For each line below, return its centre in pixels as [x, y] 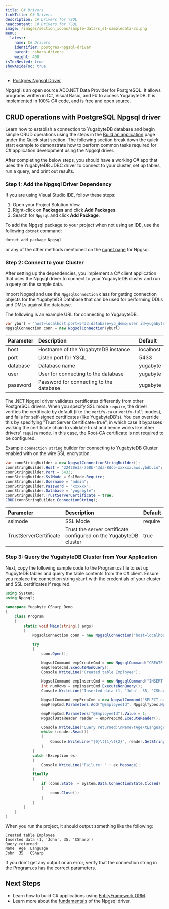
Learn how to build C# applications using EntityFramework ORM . [79, 895]
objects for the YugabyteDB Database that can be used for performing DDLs [84, 299]
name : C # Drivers [32, 43]
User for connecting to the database [81, 374]
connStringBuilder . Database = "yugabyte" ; [50, 491]
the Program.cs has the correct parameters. [51, 868]
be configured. [21, 438]
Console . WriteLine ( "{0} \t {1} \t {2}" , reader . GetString [108, 742]
